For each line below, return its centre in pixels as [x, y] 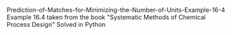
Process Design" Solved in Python [56, 24]
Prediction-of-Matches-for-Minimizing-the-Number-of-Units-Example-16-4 [116, 10]
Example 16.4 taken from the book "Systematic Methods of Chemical [106, 17]
